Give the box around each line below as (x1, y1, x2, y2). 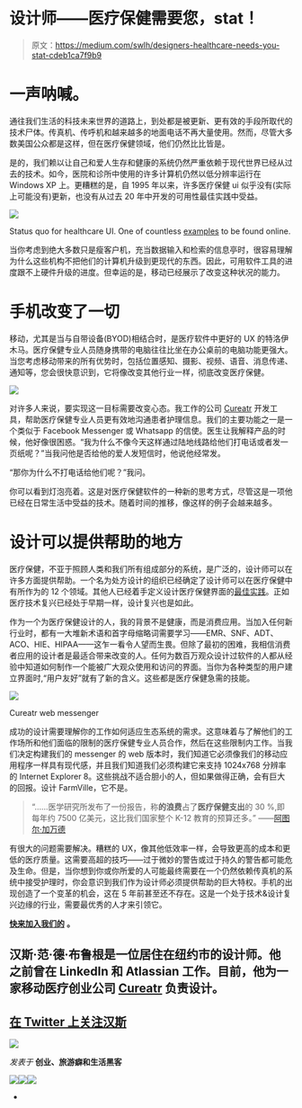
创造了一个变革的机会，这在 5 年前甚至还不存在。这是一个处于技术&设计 (16, 888, 284, 898)
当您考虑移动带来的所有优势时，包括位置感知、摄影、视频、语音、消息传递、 (9, 355, 293, 366)
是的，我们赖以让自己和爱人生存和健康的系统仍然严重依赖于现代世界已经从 (9, 156, 285, 167)
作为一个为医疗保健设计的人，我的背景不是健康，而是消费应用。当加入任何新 (9, 616, 293, 627)
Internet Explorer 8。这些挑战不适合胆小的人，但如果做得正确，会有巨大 (19, 771, 286, 782)
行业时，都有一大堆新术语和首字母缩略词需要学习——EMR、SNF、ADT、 (9, 627, 279, 639)
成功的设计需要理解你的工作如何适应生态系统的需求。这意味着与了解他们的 (9, 726, 285, 737)
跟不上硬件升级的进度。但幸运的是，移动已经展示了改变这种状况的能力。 (16, 266, 285, 277)
